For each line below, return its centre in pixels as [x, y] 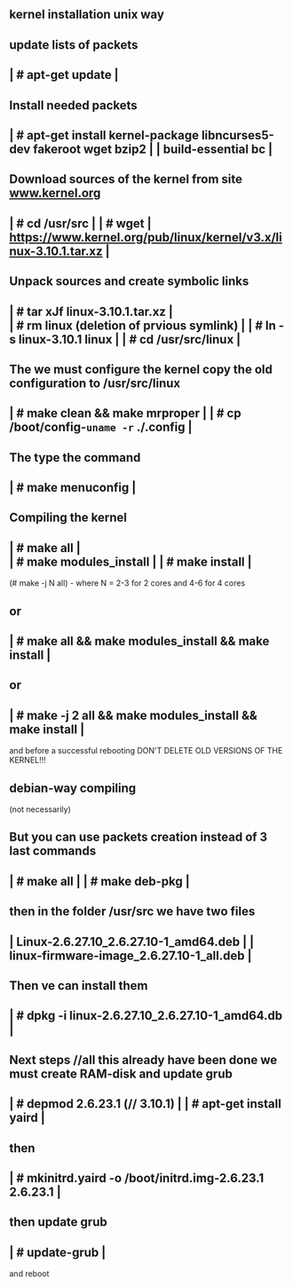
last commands [53, 851]
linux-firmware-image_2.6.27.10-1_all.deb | [131, 955]
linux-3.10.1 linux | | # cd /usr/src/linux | [130, 339]
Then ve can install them [79, 986]
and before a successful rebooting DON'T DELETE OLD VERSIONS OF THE [146, 751]
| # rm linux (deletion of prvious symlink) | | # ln [143, 325]
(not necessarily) [40, 809]
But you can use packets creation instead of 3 [139, 837]
